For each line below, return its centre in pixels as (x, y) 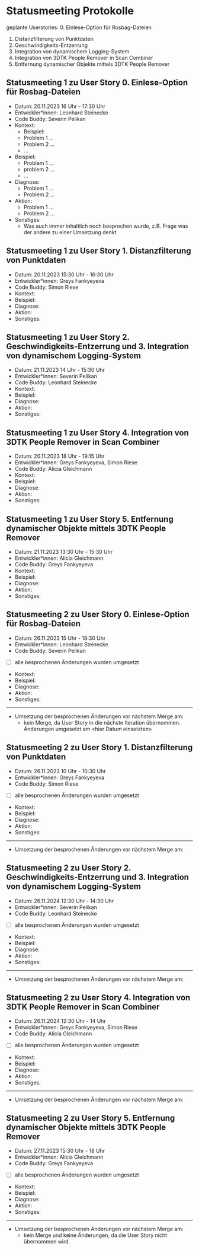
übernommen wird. (47, 1242)
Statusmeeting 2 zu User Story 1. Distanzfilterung (99, 747)
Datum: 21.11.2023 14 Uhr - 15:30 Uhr (60, 370)
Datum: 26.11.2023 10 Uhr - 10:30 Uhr (60, 771)
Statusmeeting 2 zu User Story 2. (69, 868)
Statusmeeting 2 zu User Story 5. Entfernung (91, 1118)
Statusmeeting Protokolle (70, 11)
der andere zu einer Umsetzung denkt (70, 232)
